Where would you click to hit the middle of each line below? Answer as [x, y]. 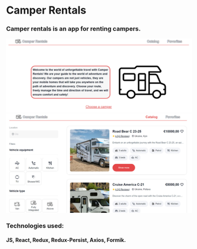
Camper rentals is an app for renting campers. [73, 29]
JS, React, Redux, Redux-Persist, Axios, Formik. [66, 240]
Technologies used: [35, 226]
